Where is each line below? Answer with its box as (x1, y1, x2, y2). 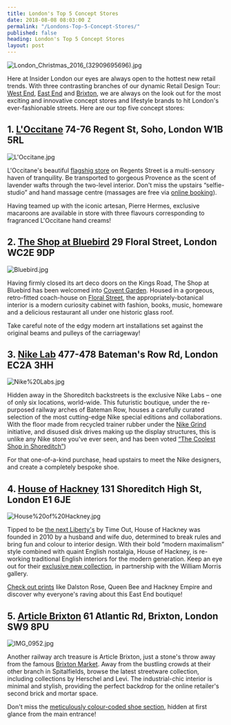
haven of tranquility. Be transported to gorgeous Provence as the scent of (7, 173, 217, 181)
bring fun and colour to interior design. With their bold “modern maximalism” (7, 540, 225, 548)
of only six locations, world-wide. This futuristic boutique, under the (7, 398, 200, 407)
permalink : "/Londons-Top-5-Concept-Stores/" (7, 23, 140, 30)
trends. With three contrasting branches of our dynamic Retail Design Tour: (7, 82, 221, 90)
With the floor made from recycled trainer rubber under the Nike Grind (7, 420, 207, 428)
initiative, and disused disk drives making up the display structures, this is (7, 428, 217, 436)
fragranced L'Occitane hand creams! (7, 216, 112, 224)
